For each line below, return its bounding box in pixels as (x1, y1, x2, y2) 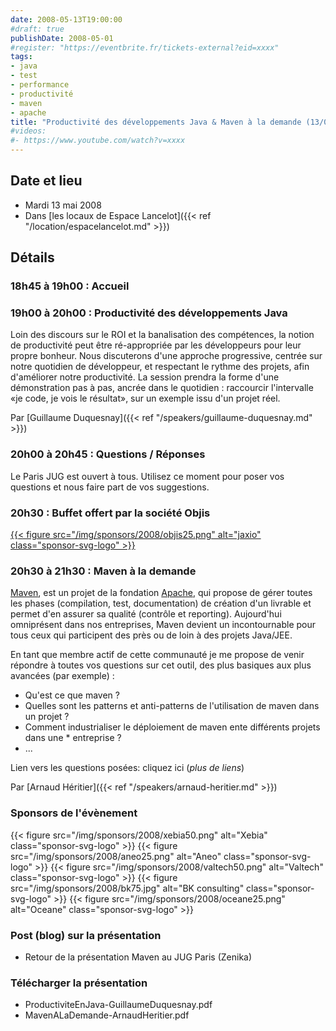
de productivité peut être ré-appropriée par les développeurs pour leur (10, 339, 302, 351)
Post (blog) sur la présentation (10, 928, 162, 942)
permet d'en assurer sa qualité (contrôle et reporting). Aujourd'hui (10, 608, 282, 620)
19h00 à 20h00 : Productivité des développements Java (10, 306, 288, 320)
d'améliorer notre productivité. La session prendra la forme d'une (10, 371, 280, 383)
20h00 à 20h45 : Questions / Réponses (10, 447, 206, 461)
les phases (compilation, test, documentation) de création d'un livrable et (10, 597, 312, 610)
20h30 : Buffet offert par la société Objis (10, 506, 211, 520)
